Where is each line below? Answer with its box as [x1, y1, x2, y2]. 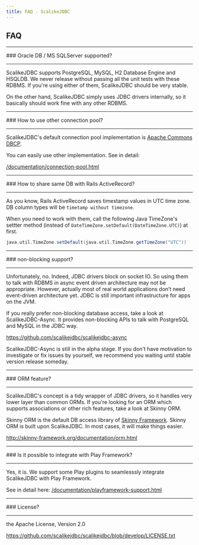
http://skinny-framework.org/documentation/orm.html [6, 434, 137, 441]
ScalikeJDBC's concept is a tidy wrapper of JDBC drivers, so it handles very [6, 392, 192, 399]
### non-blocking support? [6, 256, 73, 263]
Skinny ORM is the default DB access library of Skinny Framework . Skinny [6, 416, 187, 424]
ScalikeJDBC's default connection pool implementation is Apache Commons [6, 134, 192, 141]
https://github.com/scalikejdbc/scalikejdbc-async [6, 334, 127, 341]
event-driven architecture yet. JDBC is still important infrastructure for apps [6, 292, 191, 299]
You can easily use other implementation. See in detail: [6, 152, 140, 159]
